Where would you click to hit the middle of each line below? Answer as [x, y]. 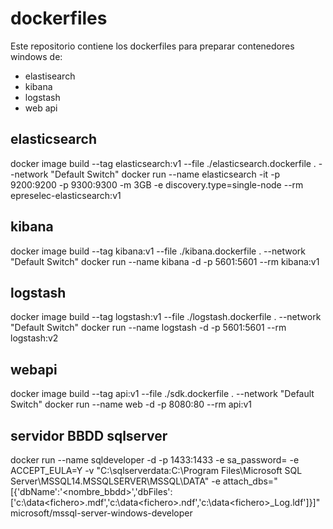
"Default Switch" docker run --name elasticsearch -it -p [165, 174]
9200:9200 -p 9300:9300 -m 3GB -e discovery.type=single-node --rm [157, 184]
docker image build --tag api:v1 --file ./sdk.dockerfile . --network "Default [162, 394]
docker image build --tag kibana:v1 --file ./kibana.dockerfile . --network [158, 251]
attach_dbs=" [250, 481]
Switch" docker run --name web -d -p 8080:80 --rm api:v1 [131, 404]
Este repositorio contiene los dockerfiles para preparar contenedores [152, 46]
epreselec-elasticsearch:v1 [66, 195]
